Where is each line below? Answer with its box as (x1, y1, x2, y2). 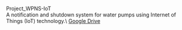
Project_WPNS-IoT (6, 5, 51, 12)
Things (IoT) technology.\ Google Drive (6, 18, 101, 24)
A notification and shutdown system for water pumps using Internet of (6, 11, 177, 18)
